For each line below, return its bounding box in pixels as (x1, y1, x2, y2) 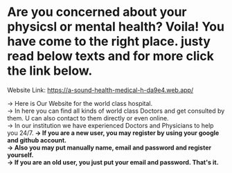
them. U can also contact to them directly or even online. (7, 113, 169, 122)
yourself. (7, 150, 34, 159)
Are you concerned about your (7, 4, 187, 20)
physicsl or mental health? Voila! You (7, 19, 225, 35)
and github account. (7, 136, 67, 144)
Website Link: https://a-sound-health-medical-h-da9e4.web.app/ (7, 86, 194, 94)
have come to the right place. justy (7, 34, 211, 49)
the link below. (7, 63, 93, 79)
